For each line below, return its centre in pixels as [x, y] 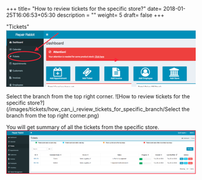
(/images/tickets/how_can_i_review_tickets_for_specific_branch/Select [93, 109]
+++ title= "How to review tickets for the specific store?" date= [84, 9]
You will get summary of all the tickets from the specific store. [83, 127]
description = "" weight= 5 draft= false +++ [111, 15]
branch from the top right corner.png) [53, 115]
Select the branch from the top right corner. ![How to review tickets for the [98, 96]
